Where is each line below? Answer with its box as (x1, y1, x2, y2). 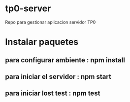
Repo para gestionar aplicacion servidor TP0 (5, 19, 96, 25)
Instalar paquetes (5, 36, 79, 48)
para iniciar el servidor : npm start (5, 72, 112, 81)
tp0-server (5, 3, 51, 14)
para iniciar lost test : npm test (5, 89, 100, 98)
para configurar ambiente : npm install (5, 56, 126, 64)
